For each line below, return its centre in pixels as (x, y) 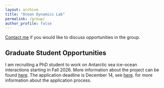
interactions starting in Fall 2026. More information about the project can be (82, 70)
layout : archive (22, 10)
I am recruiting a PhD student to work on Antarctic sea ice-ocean (71, 65)
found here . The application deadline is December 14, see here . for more (79, 75)
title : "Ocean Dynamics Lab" (35, 14)
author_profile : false (28, 23)
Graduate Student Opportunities (56, 53)
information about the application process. (48, 80)
